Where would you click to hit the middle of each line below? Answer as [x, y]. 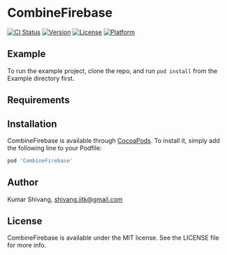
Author [23, 183]
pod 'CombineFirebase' [40, 161]
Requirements [38, 100]
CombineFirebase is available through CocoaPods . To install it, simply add [113, 140]
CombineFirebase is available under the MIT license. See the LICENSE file [113, 238]
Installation [32, 124]
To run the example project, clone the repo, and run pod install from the [112, 70]
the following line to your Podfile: [55, 148]
